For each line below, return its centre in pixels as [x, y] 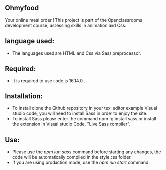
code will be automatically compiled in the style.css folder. [72, 157]
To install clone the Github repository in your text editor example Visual [84, 108]
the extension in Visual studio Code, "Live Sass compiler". [71, 124]
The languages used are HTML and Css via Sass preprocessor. [77, 53]
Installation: [24, 96]
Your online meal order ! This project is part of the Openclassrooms [74, 20]
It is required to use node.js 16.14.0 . [49, 81]
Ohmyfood [22, 8]
